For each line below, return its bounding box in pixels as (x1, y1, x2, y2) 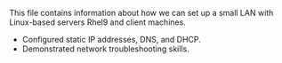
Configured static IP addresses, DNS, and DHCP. (21, 35, 202, 44)
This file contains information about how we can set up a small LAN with (9, 8, 274, 18)
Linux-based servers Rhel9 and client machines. (9, 17, 187, 28)
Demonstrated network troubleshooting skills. (21, 43, 189, 54)
